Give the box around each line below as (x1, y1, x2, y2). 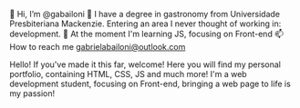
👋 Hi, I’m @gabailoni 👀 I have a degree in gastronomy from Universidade (9, 9, 281, 19)
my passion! (9, 88, 56, 99)
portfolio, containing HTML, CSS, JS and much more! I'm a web (9, 69, 248, 79)
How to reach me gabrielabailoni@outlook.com (9, 42, 186, 52)
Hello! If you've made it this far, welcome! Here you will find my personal (9, 59, 281, 70)
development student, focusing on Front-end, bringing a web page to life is (9, 78, 292, 89)
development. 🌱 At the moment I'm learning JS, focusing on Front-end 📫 (9, 28, 284, 39)
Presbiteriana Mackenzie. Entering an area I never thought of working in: (9, 18, 282, 29)
